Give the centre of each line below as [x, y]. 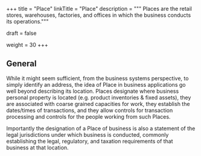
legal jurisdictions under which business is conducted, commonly [88, 134]
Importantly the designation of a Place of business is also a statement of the [101, 128]
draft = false [21, 33]
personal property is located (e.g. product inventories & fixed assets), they [99, 97]
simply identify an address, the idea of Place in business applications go [96, 84]
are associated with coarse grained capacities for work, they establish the [98, 104]
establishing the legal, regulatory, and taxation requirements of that [90, 141]
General [22, 64]
